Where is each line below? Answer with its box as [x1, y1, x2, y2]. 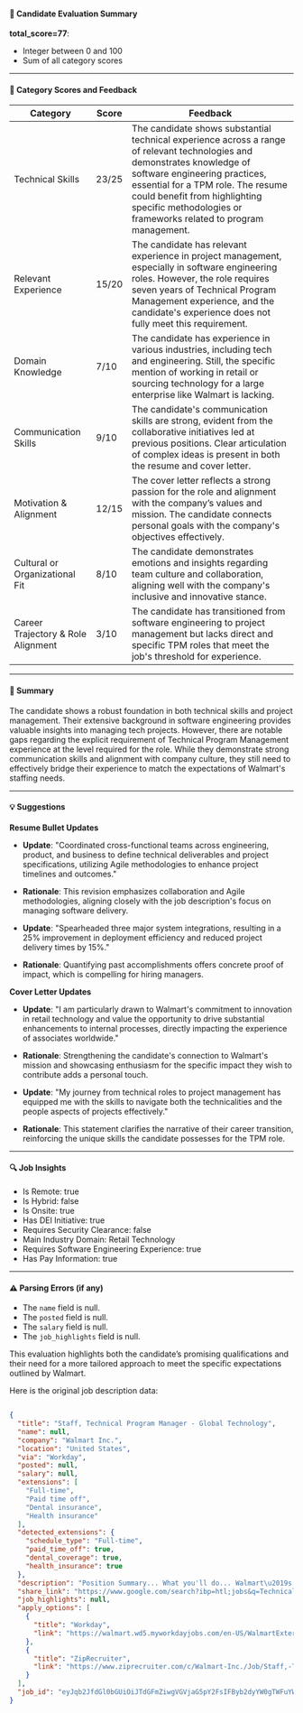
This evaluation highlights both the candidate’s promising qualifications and [9, 1348, 289, 1359]
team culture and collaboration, [131, 568, 264, 580]
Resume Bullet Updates [9, 822, 99, 833]
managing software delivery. [22, 904, 129, 916]
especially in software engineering [131, 261, 278, 273]
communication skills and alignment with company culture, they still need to [9, 753, 291, 764]
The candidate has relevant [131, 238, 247, 251]
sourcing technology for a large [131, 377, 264, 390]
